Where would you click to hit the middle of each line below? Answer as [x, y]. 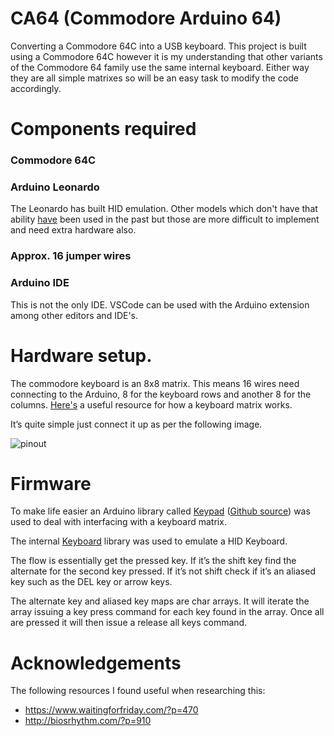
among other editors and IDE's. [74, 315]
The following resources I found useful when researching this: [138, 691]
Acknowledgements [96, 663]
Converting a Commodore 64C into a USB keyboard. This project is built [158, 46]
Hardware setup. [81, 355]
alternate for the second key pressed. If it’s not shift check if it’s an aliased [163, 571]
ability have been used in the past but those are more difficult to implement [165, 219]
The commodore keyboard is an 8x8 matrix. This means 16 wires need [155, 383]
